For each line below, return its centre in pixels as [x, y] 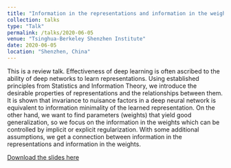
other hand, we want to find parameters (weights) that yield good [99, 115]
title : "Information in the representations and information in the [107, 13]
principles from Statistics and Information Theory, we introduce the [102, 86]
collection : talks [33, 20]
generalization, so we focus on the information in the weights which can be [113, 122]
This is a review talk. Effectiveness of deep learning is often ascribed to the [113, 71]
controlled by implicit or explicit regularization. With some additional [103, 129]
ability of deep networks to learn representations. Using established [103, 78]
